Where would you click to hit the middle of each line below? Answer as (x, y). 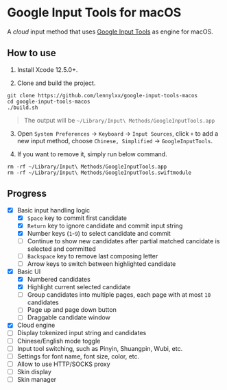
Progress (27, 194)
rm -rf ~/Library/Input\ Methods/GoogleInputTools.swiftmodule (99, 173)
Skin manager (37, 379)
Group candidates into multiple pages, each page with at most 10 (119, 295)
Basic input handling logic (53, 210)
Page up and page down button (72, 310)
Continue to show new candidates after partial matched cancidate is (123, 241)
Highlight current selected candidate (79, 287)
